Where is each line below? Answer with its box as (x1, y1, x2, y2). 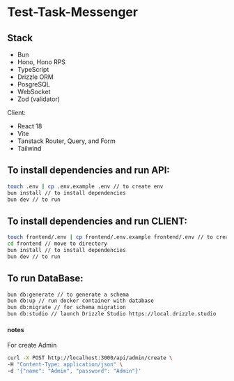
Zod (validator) (17, 95, 61, 103)
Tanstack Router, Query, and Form (17, 137, 116, 145)
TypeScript (17, 66, 49, 73)
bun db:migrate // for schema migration (7, 304, 127, 311)
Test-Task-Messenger (7, 4, 138, 20)
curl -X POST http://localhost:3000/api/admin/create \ (7, 354, 173, 361)
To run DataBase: (7, 273, 84, 285)
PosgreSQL (17, 80, 50, 88)
